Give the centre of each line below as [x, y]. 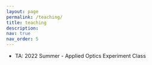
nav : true [19, 34]
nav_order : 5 [22, 39]
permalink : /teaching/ [34, 17]
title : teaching [26, 22]
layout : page [22, 12]
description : [22, 28]
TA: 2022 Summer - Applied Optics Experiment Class [80, 56]
